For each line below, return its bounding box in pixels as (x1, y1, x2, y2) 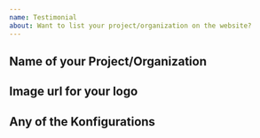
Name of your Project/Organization (9, 54, 207, 69)
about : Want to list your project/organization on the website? (9, 21, 252, 30)
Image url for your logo (9, 84, 138, 99)
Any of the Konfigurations (9, 114, 155, 129)
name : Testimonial (9, 12, 77, 22)
